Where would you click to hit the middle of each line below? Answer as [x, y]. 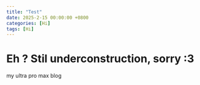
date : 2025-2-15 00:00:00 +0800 [47, 18]
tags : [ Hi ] [20, 29]
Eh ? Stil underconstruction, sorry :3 [100, 59]
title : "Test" [24, 12]
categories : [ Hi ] [28, 23]
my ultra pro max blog [34, 76]
